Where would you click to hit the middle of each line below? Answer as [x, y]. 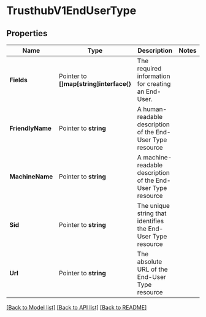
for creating [154, 84]
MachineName [31, 177]
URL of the [152, 269]
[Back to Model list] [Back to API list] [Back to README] [77, 307]
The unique [154, 206]
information [154, 76]
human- [155, 109]
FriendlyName [31, 128]
